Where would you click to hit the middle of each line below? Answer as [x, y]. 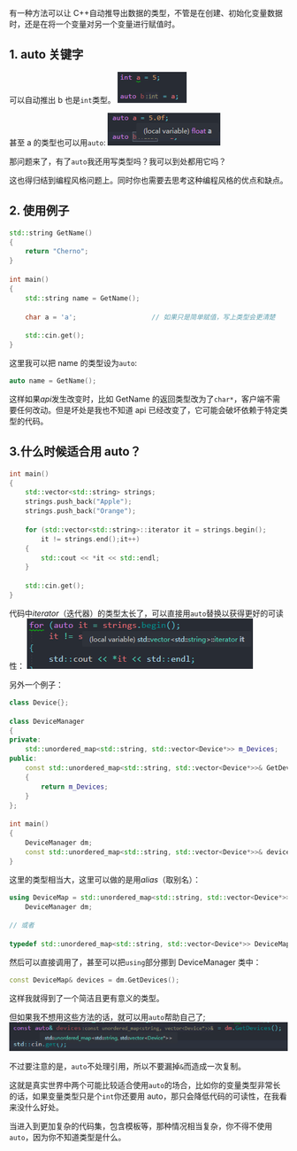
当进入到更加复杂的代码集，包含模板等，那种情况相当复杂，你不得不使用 [141, 1126]
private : [25, 740]
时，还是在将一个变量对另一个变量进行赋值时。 [94, 24]
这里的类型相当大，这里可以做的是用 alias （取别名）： [105, 879]
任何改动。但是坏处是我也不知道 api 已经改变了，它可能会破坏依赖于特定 [148, 409]
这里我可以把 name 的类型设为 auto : [73, 363]
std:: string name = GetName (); [83, 298]
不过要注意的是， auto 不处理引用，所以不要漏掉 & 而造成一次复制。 [127, 1066]
